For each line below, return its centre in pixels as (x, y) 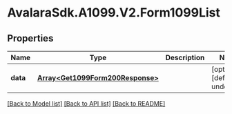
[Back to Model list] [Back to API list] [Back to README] (86, 104)
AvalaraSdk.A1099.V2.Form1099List (114, 13)
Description (185, 58)
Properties (30, 38)
